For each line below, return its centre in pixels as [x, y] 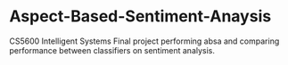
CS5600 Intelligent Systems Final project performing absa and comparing [144, 41]
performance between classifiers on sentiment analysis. [112, 50]
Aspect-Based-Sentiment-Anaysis [140, 16]
